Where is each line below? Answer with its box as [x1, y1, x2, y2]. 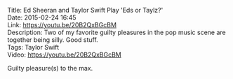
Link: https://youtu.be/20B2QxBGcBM [7, 21, 117, 29]
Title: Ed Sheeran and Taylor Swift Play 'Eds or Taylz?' [7, 6, 164, 14]
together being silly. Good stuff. [7, 36, 98, 44]
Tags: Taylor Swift [7, 43, 60, 51]
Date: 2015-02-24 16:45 [7, 13, 76, 22]
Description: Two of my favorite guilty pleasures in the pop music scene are [7, 28, 226, 36]
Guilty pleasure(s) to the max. [7, 64, 93, 72]
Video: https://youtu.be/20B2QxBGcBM [7, 50, 121, 59]
